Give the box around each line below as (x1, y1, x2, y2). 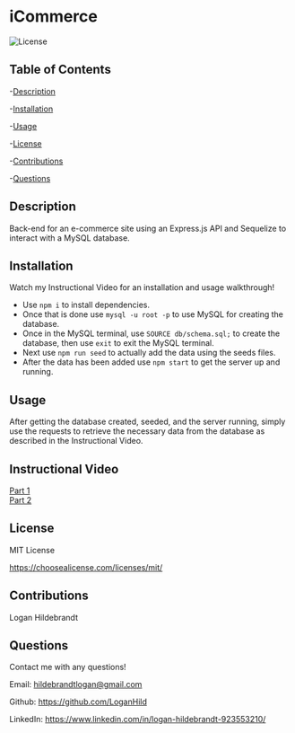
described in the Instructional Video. (9, 436, 143, 446)
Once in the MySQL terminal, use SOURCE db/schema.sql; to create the (22, 328, 281, 339)
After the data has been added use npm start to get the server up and (22, 357, 281, 367)
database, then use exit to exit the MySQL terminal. (22, 338, 214, 349)
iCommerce (9, 6, 99, 27)
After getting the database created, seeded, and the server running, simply (9, 416, 286, 428)
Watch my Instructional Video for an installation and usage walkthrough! (9, 282, 275, 293)
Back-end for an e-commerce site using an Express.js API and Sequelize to (9, 223, 287, 234)
